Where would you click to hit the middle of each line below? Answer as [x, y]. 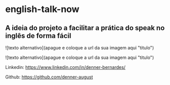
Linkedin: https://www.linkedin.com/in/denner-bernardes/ [65, 67]
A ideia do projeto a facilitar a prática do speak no [85, 28]
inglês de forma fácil [38, 35]
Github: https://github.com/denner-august [49, 77]
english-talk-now [42, 9]
